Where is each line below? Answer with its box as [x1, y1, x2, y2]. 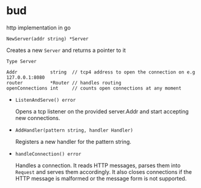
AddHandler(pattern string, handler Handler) [15, 127, 133, 133]
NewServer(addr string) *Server [6, 36, 89, 42]
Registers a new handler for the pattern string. [15, 138, 131, 145]
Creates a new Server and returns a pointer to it [6, 47, 126, 54]
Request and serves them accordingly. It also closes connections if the [15, 168, 192, 175]
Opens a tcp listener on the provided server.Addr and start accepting [15, 108, 189, 115]
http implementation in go [6, 24, 71, 31]
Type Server [6, 58, 37, 64]
